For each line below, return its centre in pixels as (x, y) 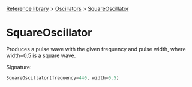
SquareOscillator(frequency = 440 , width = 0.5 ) (63, 78)
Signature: (19, 67)
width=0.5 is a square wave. (41, 55)
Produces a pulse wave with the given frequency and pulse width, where (96, 49)
